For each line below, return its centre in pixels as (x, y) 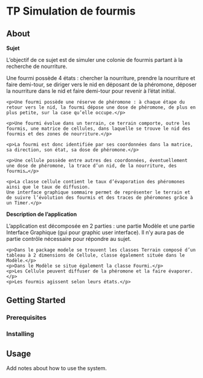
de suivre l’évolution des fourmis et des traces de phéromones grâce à (100, 198)
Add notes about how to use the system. (56, 368)
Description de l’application (42, 214)
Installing (20, 334)
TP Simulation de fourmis (71, 11)
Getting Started (36, 301)
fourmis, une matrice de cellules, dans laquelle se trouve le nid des (98, 129)
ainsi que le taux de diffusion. (48, 187)
